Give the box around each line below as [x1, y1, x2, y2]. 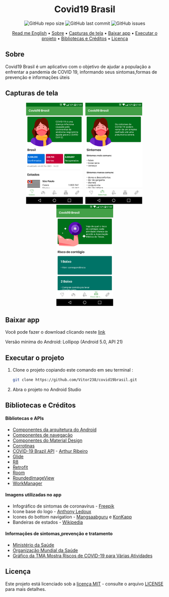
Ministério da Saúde [12, 542, 54, 548]
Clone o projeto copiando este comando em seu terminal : [12, 367, 134, 373]
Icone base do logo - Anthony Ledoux [12, 508, 92, 514]
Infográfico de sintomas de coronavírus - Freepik [12, 503, 115, 509]
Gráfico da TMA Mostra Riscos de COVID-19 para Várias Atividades [12, 553, 153, 559]
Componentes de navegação [12, 432, 73, 438]
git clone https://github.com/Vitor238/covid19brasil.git [12, 378, 137, 383]
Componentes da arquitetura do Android [12, 426, 97, 433]
